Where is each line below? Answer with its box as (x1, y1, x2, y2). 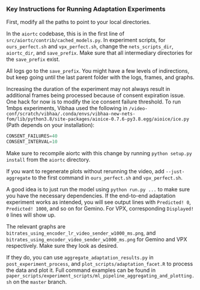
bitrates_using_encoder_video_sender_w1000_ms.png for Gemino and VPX (6, 236, 187, 243)
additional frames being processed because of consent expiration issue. (6, 92, 185, 99)
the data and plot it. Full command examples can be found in (6, 267, 156, 274)
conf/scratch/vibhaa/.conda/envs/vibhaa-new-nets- (6, 111, 136, 117)
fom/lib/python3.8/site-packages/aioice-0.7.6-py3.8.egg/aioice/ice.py (6, 116, 189, 122)
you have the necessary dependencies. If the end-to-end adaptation (6, 192, 176, 200)
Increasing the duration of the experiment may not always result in (6, 85, 171, 93)
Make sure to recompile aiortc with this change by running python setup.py (6, 150, 192, 157)
